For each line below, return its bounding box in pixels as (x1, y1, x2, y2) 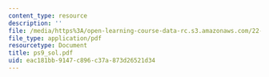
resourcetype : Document (8, 42, 88, 50)
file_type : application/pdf (8, 34, 102, 43)
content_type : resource (8, 11, 88, 20)
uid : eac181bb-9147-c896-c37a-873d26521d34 (8, 57, 156, 65)
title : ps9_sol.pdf (8, 49, 74, 57)
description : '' (8, 19, 62, 27)
